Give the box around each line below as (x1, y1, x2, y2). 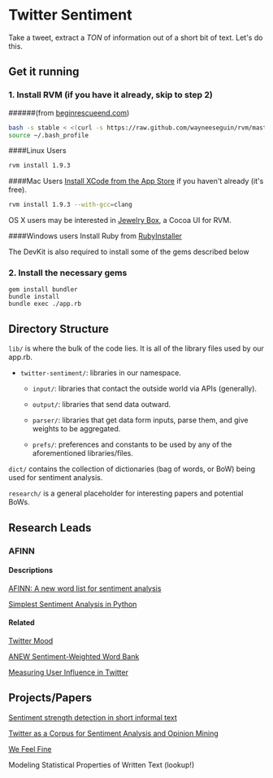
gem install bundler (8, 286, 79, 294)
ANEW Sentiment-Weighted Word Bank (8, 651, 140, 661)
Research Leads (8, 521, 92, 535)
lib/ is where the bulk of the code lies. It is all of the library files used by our (8, 343, 264, 353)
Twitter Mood (8, 636, 54, 645)
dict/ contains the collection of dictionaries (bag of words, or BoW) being (8, 464, 256, 474)
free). (8, 185, 27, 194)
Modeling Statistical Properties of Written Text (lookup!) (8, 759, 195, 770)
